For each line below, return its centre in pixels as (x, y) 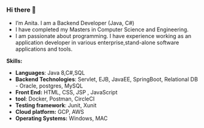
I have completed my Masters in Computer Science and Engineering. (102, 29)
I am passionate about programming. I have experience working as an (103, 36)
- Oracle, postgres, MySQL (49, 86)
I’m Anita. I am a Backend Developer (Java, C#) (75, 23)
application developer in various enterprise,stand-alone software (97, 43)
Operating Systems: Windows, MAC (62, 118)
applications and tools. (44, 49)
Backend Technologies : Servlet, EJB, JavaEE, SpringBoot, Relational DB (106, 80)
